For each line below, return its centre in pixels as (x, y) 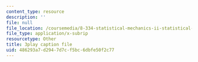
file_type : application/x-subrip (47, 34)
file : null (19, 22)
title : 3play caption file (39, 45)
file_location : (25, 28)
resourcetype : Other (32, 39)
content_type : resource (35, 12)
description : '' (26, 17)
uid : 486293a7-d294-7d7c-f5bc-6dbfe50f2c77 (60, 50)
